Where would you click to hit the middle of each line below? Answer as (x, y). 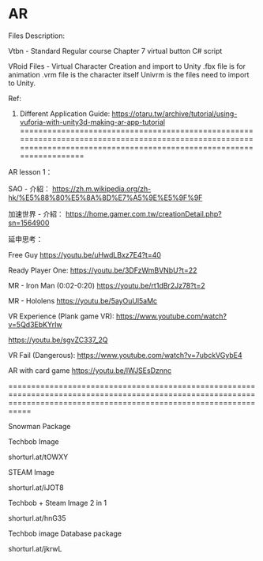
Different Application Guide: (65, 113)
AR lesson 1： (30, 171)
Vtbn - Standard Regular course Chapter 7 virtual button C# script (115, 51)
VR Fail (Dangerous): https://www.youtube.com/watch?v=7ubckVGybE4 (125, 355)
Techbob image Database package (65, 533)
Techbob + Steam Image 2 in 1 (58, 503)
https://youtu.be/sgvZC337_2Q (58, 340)
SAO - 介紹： (30, 188)
